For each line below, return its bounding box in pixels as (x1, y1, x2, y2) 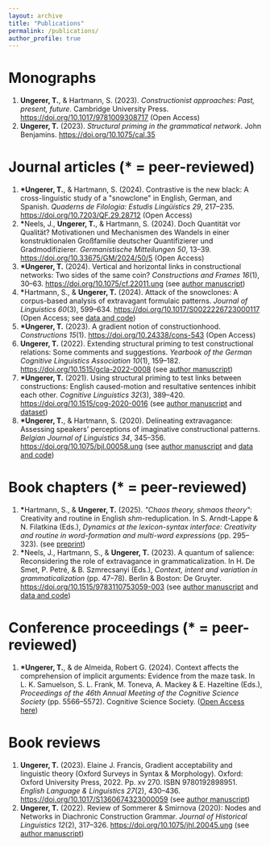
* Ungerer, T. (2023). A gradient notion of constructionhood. (19, 321, 222, 331)
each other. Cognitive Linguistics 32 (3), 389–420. (19, 390, 185, 400)
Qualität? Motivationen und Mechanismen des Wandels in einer (19, 227, 230, 238)
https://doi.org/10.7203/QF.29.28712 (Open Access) (19, 210, 193, 220)
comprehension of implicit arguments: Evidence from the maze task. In (19, 671, 255, 681)
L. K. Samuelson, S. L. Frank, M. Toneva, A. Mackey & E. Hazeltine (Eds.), (19, 680, 263, 689)
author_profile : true (8, 34, 81, 43)
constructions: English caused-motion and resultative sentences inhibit (19, 382, 256, 392)
